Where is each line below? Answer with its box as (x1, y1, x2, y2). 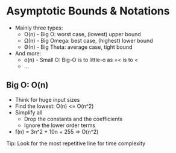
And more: (14, 49, 42, 57)
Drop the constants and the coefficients (24, 115, 123, 122)
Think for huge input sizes (14, 96, 80, 103)
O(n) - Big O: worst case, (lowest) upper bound (24, 30, 142, 37)
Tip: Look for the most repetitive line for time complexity (6, 140, 146, 147)
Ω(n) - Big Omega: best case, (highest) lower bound (24, 37, 153, 44)
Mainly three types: (14, 24, 63, 31)
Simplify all (14, 108, 43, 116)
